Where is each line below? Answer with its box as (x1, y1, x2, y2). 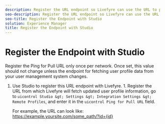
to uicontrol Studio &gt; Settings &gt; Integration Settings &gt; (12, 93, 152, 99)
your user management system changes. (5, 73, 88, 79)
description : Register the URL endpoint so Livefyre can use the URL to (5, 7, 157, 12)
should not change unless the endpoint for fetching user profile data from (5, 68, 154, 74)
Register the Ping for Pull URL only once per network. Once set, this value (5, 63, 154, 69)
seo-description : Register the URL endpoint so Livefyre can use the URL (5, 12, 160, 17)
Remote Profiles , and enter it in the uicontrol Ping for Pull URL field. (12, 99, 156, 105)
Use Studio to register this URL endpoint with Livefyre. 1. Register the (12, 83, 152, 89)
